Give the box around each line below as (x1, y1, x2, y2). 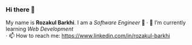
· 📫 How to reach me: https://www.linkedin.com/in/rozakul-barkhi (5, 32, 170, 40)
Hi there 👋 (5, 5, 36, 14)
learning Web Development (5, 25, 74, 32)
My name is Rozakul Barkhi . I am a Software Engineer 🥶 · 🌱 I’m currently (5, 19, 186, 26)
